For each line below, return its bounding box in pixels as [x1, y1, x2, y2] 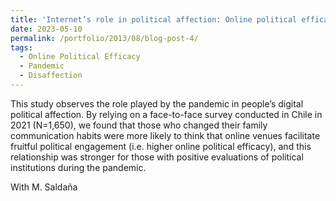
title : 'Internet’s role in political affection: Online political [10, 14, 298, 25]
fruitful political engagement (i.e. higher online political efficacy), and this [10, 140, 312, 152]
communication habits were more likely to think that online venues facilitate [10, 129, 321, 141]
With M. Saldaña [10, 181, 78, 193]
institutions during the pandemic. [10, 161, 147, 173]
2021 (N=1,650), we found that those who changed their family [10, 119, 268, 131]
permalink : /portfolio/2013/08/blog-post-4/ [10, 33, 199, 43]
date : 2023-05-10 [10, 24, 83, 34]
